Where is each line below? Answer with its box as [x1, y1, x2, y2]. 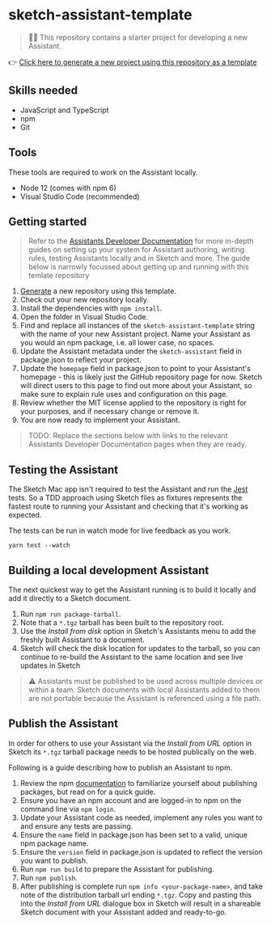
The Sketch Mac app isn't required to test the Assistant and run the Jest [8, 484, 248, 494]
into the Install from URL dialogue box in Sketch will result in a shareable [19, 898, 261, 908]
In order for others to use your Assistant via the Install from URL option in [8, 738, 252, 748]
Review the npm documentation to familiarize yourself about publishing [19, 778, 257, 788]
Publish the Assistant [8, 717, 119, 731]
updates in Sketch [19, 661, 81, 670]
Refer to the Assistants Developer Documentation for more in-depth [28, 236, 254, 246]
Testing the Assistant [8, 462, 119, 476]
